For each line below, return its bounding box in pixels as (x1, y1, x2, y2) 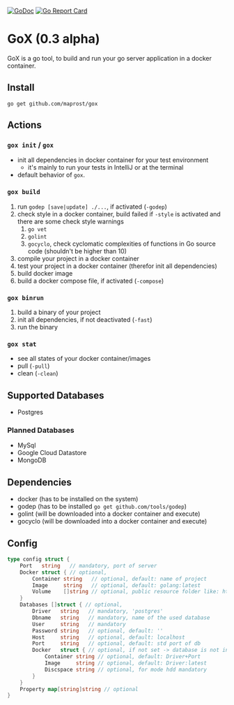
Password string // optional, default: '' (32, 627, 164, 634)
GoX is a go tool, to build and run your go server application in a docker (7, 54, 212, 62)
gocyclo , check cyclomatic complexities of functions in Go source (27, 239, 216, 248)
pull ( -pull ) (17, 362, 50, 370)
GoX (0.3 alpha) (7, 31, 100, 47)
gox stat (7, 340, 37, 348)
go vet (27, 225, 47, 233)
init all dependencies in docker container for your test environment (17, 156, 209, 164)
